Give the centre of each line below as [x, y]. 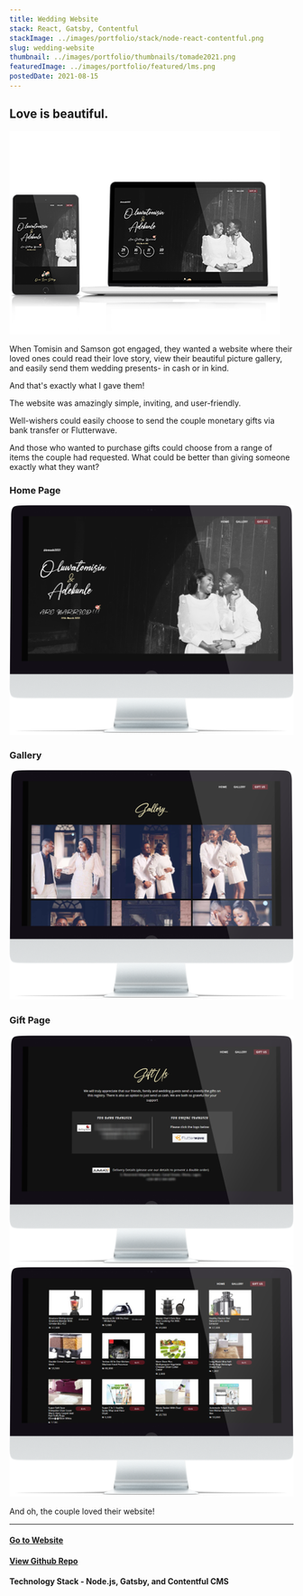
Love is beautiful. [59, 114]
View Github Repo [44, 1561]
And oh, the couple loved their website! [82, 1511]
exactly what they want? [55, 466]
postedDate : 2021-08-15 [54, 77]
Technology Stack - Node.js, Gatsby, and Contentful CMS [119, 1582]
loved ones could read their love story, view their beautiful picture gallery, [146, 358]
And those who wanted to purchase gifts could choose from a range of [141, 447]
